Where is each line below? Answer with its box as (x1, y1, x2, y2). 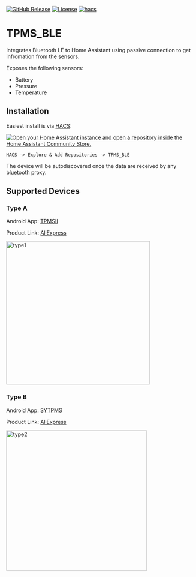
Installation (6, 106, 49, 116)
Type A (6, 204, 28, 212)
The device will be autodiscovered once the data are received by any (6, 162, 177, 169)
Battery (14, 76, 34, 83)
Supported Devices (6, 186, 80, 196)
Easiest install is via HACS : (6, 122, 72, 129)
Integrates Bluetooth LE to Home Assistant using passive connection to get (6, 46, 191, 53)
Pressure (14, 82, 38, 89)
